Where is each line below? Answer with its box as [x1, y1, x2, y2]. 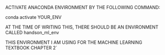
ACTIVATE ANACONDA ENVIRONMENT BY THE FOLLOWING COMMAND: [5, 5, 160, 10]
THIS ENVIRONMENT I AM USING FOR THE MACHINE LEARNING [5, 39, 143, 45]
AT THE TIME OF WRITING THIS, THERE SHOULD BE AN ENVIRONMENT [5, 24, 159, 30]
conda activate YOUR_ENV [5, 14, 62, 20]
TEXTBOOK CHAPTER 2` [5, 45, 58, 50]
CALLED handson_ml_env [5, 30, 59, 35]
